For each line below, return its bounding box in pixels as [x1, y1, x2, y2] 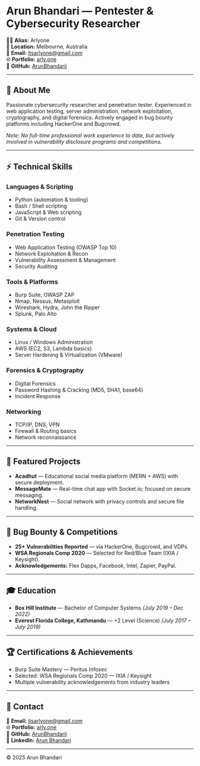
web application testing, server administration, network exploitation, [6, 107, 173, 115]
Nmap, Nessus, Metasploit [14, 297, 80, 305]
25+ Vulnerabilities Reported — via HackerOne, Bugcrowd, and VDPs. [14, 543, 189, 550]
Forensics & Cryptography [6, 366, 84, 374]
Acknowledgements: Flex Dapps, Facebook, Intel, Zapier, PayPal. [14, 562, 177, 569]
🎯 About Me [6, 85, 51, 96]
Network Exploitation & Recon [14, 250, 88, 257]
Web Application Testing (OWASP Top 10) [14, 244, 117, 251]
